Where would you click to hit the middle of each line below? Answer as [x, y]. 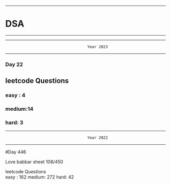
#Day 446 [16, 152]
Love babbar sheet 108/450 [34, 162]
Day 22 [14, 64]
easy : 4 [15, 96]
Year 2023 [98, 47]
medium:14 [20, 109]
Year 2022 [98, 138]
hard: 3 [15, 122]
